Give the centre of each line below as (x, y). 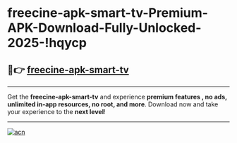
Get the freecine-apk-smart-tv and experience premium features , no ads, (117, 97)
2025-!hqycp (47, 43)
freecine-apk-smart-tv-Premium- (108, 13)
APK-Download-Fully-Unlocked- (104, 28)
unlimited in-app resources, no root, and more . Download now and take (113, 104)
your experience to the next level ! (56, 112)
